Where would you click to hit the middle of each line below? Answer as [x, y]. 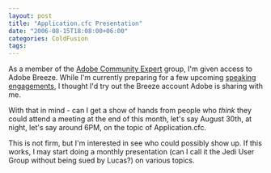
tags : [17, 46]
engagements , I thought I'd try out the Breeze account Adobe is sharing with [136, 86]
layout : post [30, 16]
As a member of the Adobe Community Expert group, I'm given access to [131, 69]
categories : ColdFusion [49, 38]
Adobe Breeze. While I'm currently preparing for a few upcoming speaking [132, 78]
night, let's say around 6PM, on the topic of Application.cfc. [108, 128]
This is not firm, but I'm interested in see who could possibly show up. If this [135, 143]
